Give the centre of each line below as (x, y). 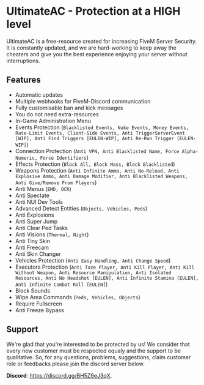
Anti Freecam (32, 247)
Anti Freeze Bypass (39, 310)
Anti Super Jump (36, 221)
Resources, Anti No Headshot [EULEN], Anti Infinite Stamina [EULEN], (107, 278)
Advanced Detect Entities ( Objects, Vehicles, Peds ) (81, 208)
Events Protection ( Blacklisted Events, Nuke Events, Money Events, (102, 127)
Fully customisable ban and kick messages (69, 108)
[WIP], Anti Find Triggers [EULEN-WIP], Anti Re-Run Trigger (95, 138)
